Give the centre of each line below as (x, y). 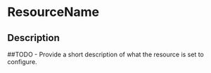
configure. (22, 62)
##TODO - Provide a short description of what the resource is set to (105, 54)
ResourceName (53, 12)
